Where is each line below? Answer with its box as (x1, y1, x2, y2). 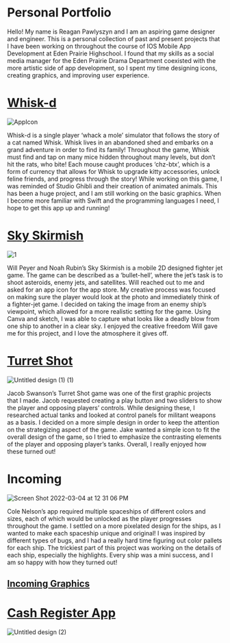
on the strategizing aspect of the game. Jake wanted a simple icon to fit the (7, 425, 220, 433)
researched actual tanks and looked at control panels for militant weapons (7, 411, 216, 419)
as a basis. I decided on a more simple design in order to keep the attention (7, 418, 220, 426)
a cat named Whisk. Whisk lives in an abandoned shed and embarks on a (7, 138, 214, 147)
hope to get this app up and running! (7, 203, 110, 212)
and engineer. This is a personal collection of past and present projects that (7, 34, 220, 42)
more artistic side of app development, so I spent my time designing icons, (7, 64, 218, 72)
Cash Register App (7, 605, 116, 621)
